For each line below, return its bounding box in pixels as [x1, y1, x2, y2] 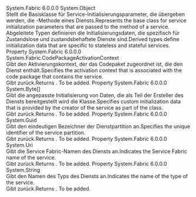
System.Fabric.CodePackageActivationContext [6, 55, 119, 61]
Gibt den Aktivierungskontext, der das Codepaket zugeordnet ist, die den [6, 60, 183, 67]
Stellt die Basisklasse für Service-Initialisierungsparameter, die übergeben [6, 11, 185, 18]
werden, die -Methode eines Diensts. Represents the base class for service [6, 17, 187, 24]
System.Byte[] [6, 86, 41, 92]
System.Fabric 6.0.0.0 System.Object [6, 5, 96, 11]
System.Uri [6, 142, 33, 148]
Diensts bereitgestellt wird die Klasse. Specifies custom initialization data [6, 98, 181, 105]
